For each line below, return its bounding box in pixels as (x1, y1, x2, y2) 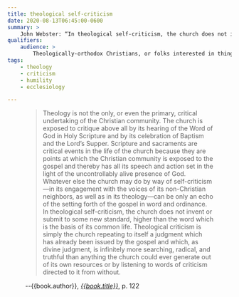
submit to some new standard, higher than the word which (42, 215, 214, 224)
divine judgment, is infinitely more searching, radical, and (42, 245, 211, 254)
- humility (20, 76, 53, 84)
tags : (7, 57, 23, 64)
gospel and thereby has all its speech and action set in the (42, 162, 213, 171)
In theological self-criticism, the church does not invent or (42, 207, 213, 216)
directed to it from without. (42, 268, 121, 276)
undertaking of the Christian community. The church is (42, 117, 203, 125)
